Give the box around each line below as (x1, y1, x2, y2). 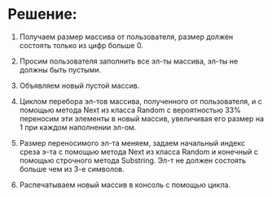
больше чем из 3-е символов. (19, 164, 125, 173)
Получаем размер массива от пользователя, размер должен (19, 32, 234, 42)
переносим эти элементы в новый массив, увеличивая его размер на (19, 113, 265, 123)
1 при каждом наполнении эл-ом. (19, 122, 137, 132)
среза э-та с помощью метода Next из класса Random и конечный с (19, 147, 258, 156)
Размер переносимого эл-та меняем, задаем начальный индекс (19, 138, 246, 147)
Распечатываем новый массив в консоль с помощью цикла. (19, 180, 231, 190)
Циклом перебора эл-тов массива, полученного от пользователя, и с (19, 96, 262, 106)
